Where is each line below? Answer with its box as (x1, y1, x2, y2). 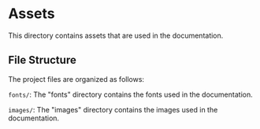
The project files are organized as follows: (8, 74, 144, 83)
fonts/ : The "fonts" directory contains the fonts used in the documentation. (8, 90, 254, 99)
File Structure (8, 53, 76, 67)
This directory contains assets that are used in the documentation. (8, 31, 224, 40)
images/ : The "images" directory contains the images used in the (8, 105, 218, 114)
